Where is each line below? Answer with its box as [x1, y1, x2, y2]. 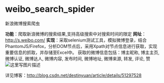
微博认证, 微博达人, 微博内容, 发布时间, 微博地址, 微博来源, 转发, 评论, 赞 [5, 55, 151, 61]
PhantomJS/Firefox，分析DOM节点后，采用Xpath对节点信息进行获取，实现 [5, 43, 158, 49]
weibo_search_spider [5, 3, 95, 15]
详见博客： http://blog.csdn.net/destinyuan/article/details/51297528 [5, 72, 142, 78]
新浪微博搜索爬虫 [5, 20, 40, 26]
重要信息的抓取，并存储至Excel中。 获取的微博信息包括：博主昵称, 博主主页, [5, 49, 160, 55]
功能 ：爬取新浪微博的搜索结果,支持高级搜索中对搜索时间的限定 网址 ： [5, 31, 146, 37]
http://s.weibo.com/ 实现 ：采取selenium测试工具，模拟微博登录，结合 [5, 37, 147, 43]
